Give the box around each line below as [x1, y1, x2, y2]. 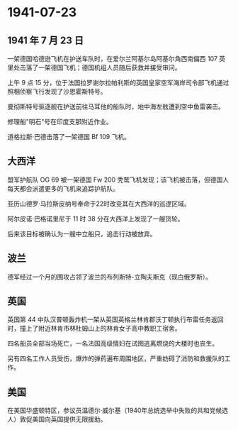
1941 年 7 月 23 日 [7, 34, 84, 46]
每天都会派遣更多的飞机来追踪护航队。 [7, 184, 119, 192]
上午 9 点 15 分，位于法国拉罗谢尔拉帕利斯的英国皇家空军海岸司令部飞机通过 [7, 79, 229, 87]
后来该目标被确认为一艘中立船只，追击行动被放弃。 [7, 229, 157, 238]
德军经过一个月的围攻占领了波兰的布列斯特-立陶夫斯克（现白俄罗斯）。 [7, 272, 212, 281]
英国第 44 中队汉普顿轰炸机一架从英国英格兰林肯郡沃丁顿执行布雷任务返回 [7, 315, 224, 324]
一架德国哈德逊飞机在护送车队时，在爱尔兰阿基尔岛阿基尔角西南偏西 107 [7, 55, 218, 62]
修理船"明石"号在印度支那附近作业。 [7, 118, 113, 126]
